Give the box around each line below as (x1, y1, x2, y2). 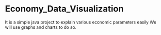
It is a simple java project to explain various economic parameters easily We (5, 19, 157, 25)
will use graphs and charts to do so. (5, 24, 77, 30)
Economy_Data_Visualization (5, 3, 124, 14)
